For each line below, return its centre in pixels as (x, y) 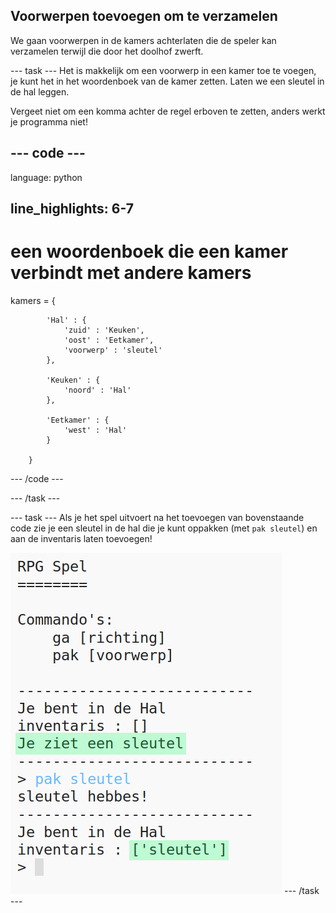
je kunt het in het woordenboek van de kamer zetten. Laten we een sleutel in (167, 81)
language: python (46, 177)
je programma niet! (49, 121)
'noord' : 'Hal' (97, 390)
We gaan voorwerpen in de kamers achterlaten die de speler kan (143, 40)
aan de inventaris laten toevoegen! (81, 538)
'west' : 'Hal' (95, 430)
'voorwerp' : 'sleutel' (113, 350)
